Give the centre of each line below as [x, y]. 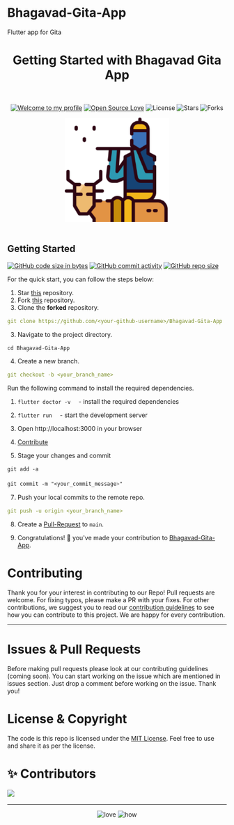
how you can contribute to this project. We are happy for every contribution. [116, 615]
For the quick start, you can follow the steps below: [81, 279]
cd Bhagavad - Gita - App [39, 348]
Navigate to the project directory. [65, 334]
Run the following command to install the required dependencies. [101, 388]
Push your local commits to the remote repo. [81, 497]
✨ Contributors [52, 773]
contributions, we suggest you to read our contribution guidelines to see [111, 607]
